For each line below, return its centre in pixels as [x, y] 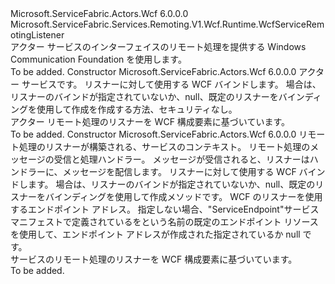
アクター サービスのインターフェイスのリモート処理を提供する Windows [158, 46]
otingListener [37, 35]
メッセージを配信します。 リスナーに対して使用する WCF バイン [194, 171]
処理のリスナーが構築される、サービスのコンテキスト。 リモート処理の [164, 146]
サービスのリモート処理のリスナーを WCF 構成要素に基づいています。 [154, 259]
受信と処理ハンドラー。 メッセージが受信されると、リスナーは [181, 159]
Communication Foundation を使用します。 [98, 59]
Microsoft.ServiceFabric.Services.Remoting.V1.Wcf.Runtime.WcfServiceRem [167, 24]
